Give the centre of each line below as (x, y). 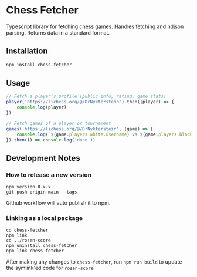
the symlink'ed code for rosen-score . (51, 268)
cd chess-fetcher (27, 230)
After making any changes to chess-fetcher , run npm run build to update (94, 262)
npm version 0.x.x (28, 187)
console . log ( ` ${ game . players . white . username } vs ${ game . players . (98, 134)
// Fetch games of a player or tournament (59, 123)
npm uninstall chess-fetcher (42, 246)
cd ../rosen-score (28, 241)
